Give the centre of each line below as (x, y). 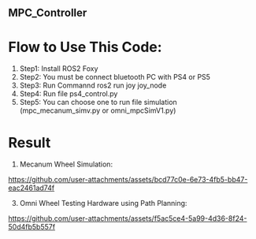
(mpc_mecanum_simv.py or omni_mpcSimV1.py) (98, 110)
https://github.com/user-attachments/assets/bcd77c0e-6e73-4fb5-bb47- (128, 180)
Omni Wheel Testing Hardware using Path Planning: (103, 204)
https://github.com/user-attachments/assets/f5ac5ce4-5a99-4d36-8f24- (128, 218)
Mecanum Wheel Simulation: (66, 164)
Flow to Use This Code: (85, 47)
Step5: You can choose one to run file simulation (98, 103)
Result (30, 142)
